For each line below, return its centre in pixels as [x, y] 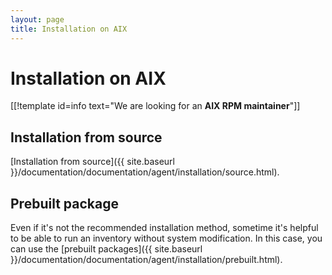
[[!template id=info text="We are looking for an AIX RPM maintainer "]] [155, 106]
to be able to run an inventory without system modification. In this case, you [166, 238]
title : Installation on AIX [69, 29]
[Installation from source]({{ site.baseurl [92, 162]
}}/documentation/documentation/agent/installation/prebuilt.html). [146, 260]
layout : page [37, 19]
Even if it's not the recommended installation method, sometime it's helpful [164, 228]
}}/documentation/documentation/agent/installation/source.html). [145, 172]
